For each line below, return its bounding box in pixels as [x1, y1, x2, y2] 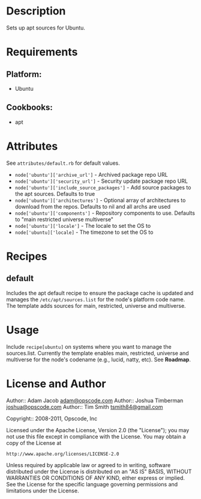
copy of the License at [6, 439, 62, 446]
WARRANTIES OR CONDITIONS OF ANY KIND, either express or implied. [6, 474, 185, 482]
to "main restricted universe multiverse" [14, 215, 114, 223]
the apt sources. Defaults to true [14, 190, 95, 197]
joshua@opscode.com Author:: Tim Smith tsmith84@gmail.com [6, 403, 163, 410]
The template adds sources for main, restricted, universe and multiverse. [6, 302, 186, 309]
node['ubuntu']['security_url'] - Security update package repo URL [14, 177, 188, 185]
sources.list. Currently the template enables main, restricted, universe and [6, 349, 189, 357]
